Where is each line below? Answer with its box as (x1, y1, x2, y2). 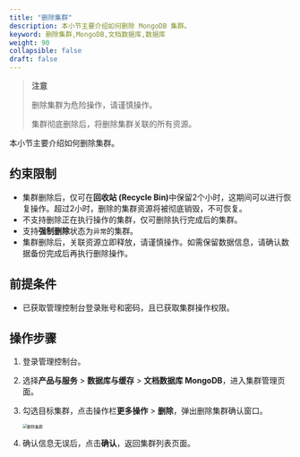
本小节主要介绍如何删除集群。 (9, 138, 119, 148)
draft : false (9, 55, 58, 64)
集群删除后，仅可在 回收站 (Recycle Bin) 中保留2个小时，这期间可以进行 (21, 192, 284, 203)
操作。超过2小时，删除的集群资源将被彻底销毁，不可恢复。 (30, 203, 248, 213)
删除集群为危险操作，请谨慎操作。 (30, 99, 158, 110)
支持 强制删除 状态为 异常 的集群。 (21, 225, 139, 236)
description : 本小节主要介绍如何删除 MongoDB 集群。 (9, 22, 191, 30)
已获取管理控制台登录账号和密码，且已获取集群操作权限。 (21, 302, 235, 313)
